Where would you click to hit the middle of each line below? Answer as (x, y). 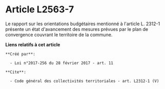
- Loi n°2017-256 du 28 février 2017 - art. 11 (62, 63)
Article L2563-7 (40, 10)
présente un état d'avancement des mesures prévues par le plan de (77, 29)
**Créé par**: (20, 54)
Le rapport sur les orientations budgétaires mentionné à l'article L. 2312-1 (83, 24)
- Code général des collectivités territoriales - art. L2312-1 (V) (85, 81)
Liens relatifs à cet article (33, 44)
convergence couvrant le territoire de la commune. (59, 34)
